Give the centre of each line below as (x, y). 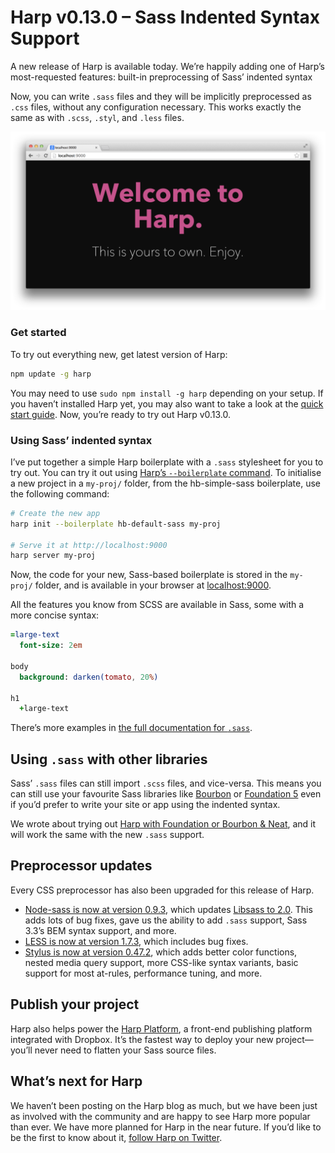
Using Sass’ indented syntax (81, 440)
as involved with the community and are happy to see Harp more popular (160, 1116)
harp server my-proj (53, 556)
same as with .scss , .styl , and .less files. (97, 117)
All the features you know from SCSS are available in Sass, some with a (157, 605)
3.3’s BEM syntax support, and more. (100, 930)
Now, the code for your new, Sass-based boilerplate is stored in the (149, 575)
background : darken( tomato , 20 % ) (89, 677)
